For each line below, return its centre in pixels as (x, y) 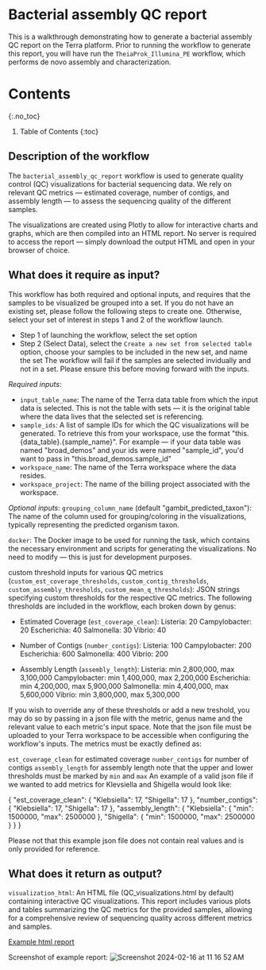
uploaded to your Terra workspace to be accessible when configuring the (129, 735)
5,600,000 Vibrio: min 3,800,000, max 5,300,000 (100, 694)
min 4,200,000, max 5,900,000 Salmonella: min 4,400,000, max (124, 686)
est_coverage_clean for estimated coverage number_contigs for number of (129, 759)
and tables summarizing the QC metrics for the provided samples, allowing (130, 910)
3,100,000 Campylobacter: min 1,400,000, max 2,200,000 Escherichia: (135, 678)
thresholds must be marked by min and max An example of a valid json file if (131, 775)
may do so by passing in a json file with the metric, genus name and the (125, 718)
